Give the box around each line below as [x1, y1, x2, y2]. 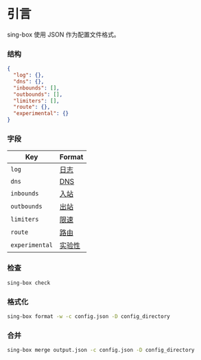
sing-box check [7, 279, 51, 286]
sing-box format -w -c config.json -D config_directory [7, 313, 170, 320]
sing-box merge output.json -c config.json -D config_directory [7, 347, 195, 354]
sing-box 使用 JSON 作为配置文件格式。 [7, 30, 120, 39]
